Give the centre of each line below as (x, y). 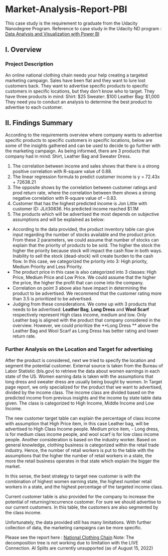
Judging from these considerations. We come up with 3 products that (84, 304)
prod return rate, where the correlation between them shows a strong (84, 193)
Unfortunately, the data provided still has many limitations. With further (78, 522)
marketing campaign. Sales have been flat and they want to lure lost (75, 80)
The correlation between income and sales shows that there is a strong (86, 166)
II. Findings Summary (39, 123)
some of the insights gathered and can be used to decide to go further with (83, 146)
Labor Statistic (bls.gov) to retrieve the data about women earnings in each (82, 371)
